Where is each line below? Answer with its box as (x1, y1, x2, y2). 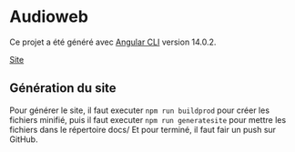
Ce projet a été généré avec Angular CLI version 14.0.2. (9, 36, 217, 47)
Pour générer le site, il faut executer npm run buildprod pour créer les (9, 105, 270, 116)
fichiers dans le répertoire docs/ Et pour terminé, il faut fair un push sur (9, 124, 276, 135)
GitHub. (9, 134, 38, 145)
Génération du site (9, 80, 117, 96)
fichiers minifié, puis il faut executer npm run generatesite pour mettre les (9, 114, 287, 125)
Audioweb (9, 6, 89, 27)
